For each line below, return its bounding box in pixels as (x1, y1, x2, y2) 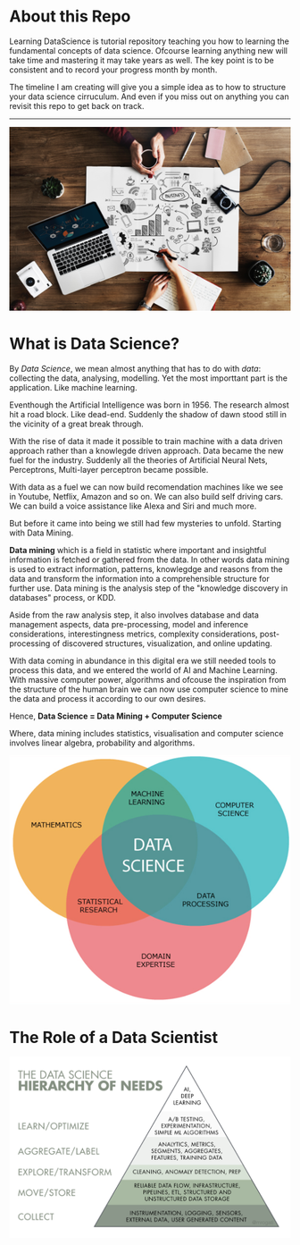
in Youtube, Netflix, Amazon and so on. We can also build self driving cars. (9, 491, 284, 501)
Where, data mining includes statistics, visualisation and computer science (9, 728, 284, 738)
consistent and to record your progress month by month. (9, 64, 218, 75)
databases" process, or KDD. (9, 592, 116, 602)
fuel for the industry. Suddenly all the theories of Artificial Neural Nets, (9, 454, 268, 466)
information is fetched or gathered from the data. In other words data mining (9, 554, 290, 565)
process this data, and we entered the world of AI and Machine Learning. (9, 664, 279, 676)
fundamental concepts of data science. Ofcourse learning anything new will (9, 45, 288, 55)
